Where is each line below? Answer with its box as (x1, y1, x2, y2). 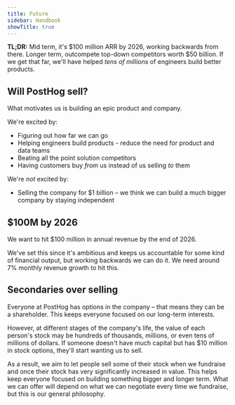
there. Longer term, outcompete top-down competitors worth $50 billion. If (7, 50, 224, 58)
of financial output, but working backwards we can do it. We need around (7, 256, 220, 264)
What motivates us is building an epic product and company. (7, 104, 182, 112)
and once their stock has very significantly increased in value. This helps (7, 367, 217, 375)
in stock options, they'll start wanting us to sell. (7, 346, 143, 354)
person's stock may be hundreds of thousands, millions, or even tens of (7, 331, 215, 340)
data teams (17, 146, 51, 155)
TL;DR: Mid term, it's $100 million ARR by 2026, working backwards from (7, 43, 219, 51)
